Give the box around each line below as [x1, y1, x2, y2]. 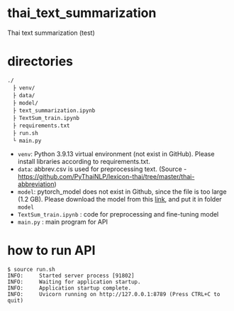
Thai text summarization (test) [7, 28, 96, 37]
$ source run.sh [7, 266, 55, 273]
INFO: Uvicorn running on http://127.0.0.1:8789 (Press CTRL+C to [7, 290, 221, 298]
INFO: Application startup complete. [7, 284, 132, 292]
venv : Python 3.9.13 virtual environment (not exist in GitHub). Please [17, 149, 215, 158]
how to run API [7, 243, 96, 258]
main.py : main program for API [17, 217, 108, 226]
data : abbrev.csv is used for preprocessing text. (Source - [17, 165, 187, 173]
